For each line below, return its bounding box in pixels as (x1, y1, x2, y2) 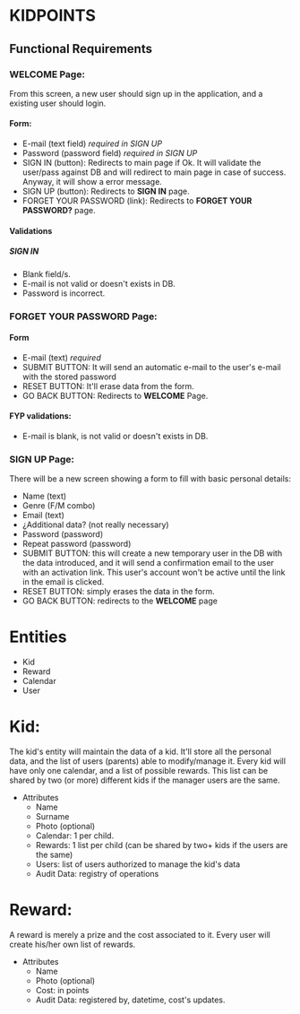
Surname (35, 811, 70, 822)
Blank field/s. (21, 268, 72, 279)
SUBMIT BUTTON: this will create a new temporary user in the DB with (21, 548, 283, 559)
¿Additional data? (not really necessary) (21, 519, 169, 530)
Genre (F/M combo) (21, 500, 96, 511)
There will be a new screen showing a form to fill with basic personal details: (9, 473, 291, 484)
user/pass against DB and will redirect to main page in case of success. (21, 167, 287, 178)
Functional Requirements (9, 41, 152, 56)
